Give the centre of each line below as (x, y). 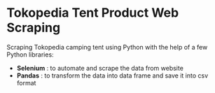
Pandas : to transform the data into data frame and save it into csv (112, 76)
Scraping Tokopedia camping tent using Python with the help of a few (107, 47)
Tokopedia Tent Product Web (93, 13)
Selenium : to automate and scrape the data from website (100, 68)
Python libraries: (30, 55)
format (26, 83)
